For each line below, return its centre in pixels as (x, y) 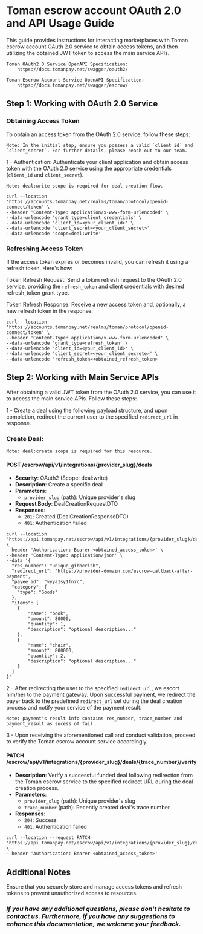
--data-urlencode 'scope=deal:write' (54, 234)
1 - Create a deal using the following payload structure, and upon (87, 410)
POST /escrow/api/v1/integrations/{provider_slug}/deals (79, 465)
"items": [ (25, 603)
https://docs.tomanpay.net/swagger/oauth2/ (73, 69)
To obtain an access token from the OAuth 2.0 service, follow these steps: (98, 134)
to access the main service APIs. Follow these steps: (72, 398)
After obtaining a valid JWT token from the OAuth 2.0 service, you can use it (101, 392)
